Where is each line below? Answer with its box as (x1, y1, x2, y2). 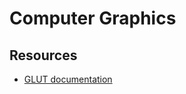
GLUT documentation (23, 73, 113, 85)
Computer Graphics (9, 7, 177, 30)
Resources (9, 47, 78, 64)
